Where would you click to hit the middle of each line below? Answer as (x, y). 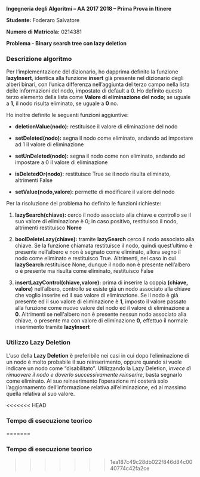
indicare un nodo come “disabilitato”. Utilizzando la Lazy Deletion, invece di (99, 368)
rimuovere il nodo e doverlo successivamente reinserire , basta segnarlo (94, 374)
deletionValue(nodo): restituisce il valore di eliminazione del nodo (96, 127)
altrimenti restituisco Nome (48, 228)
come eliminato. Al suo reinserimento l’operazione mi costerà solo (87, 381)
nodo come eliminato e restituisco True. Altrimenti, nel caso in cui (95, 258)
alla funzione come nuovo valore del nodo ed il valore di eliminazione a (102, 308)
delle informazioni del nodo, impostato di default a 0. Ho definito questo (94, 91)
